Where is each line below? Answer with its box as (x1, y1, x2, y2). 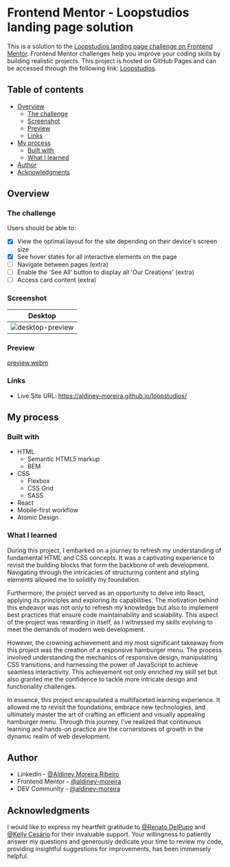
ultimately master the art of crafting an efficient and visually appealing (7, 710, 205, 719)
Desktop (27, 311, 56, 321)
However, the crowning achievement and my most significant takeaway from (7, 638, 224, 646)
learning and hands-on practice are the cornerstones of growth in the (7, 725, 204, 733)
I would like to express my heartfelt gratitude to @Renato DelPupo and (7, 823, 206, 831)
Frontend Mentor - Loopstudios (7, 5, 189, 21)
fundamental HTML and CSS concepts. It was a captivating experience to (7, 553, 215, 561)
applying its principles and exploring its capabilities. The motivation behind (7, 596, 218, 604)
